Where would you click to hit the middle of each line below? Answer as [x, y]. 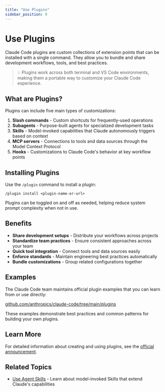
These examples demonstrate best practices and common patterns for [77, 313]
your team [23, 246]
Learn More [23, 334]
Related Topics [28, 367]
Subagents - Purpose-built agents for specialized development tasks [83, 126]
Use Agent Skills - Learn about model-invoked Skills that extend [77, 379]
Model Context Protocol [36, 147]
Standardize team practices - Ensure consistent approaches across [82, 241]
